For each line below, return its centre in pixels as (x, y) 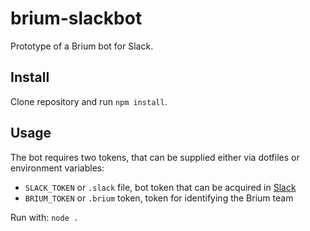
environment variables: (57, 168)
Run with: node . (44, 217)
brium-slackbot (76, 18)
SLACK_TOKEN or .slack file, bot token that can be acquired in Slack (160, 187)
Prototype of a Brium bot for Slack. (82, 46)
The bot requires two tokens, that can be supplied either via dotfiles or (155, 157)
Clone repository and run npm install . (89, 101)
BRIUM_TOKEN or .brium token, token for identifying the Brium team (159, 198)
